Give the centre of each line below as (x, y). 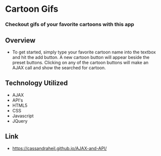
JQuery (20, 121)
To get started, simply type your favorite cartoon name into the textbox (84, 52)
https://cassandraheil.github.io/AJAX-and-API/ (60, 148)
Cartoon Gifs (32, 9)
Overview (20, 40)
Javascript (23, 116)
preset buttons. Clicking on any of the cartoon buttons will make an (80, 62)
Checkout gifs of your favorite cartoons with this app (70, 25)
